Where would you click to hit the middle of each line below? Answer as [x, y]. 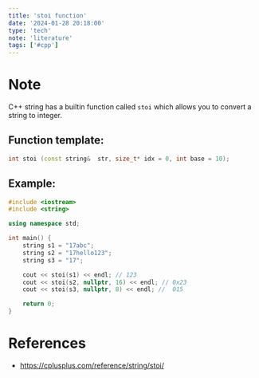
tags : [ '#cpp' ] [33, 45]
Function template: [56, 140]
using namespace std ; [44, 224]
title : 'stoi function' [48, 16]
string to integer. [35, 116]
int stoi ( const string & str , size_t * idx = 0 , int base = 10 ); [119, 159]
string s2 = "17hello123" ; [67, 253]
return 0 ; [39, 304]
